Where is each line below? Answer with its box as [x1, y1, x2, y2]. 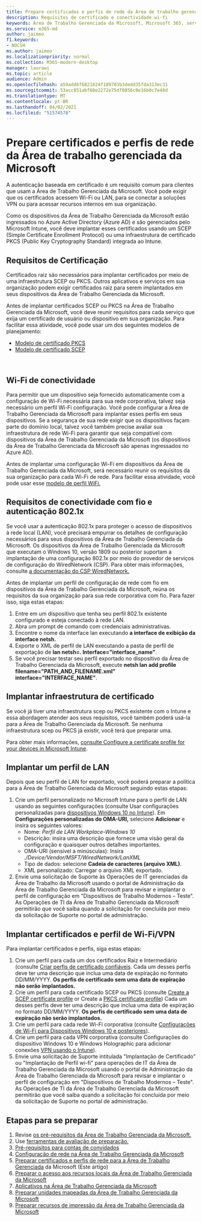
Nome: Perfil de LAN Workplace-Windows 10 [23, 828, 135, 836]
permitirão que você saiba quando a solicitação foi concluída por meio [14, 1091, 189, 1099]
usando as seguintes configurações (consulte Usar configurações [14, 803, 179, 810]
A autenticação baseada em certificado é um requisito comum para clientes [6, 181, 194, 189]
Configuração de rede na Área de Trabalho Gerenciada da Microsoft [14, 1150, 185, 1158]
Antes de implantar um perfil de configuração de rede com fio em [6, 579, 169, 586]
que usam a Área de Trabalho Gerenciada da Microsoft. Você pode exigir [6, 188, 187, 195]
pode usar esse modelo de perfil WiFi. [6, 479, 101, 487]
